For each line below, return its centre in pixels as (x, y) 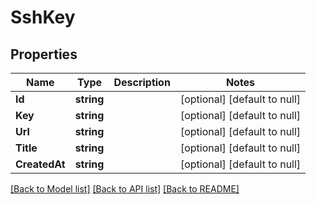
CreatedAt (40, 164)
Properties (44, 54)
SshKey (43, 17)
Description (142, 82)
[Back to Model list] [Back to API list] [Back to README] (125, 189)
